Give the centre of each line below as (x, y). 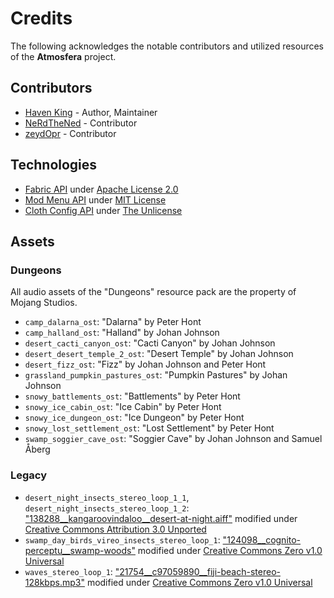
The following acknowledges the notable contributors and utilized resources (167, 46)
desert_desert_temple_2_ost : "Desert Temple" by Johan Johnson (159, 354)
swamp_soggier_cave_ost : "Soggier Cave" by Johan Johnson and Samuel (173, 439)
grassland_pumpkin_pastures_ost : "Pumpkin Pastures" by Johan (156, 375)
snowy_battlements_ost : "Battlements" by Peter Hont (132, 396)
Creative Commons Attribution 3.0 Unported (115, 529)
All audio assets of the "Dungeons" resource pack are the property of (153, 292)
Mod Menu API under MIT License (95, 199)
